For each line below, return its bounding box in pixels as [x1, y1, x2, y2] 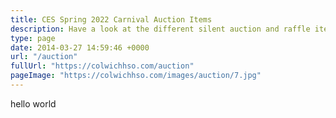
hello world [10, 97, 57, 110]
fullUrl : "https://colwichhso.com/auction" [10, 61, 195, 71]
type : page [10, 33, 56, 43]
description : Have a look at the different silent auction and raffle [10, 24, 311, 34]
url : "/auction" [10, 52, 78, 62]
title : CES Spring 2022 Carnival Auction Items [10, 14, 213, 25]
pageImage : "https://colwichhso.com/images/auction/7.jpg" [10, 71, 262, 81]
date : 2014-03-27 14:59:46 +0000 [10, 42, 150, 53]
